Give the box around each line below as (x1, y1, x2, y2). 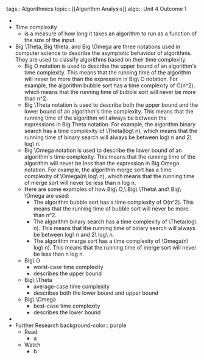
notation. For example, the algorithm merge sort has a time (24, 166, 172, 173)
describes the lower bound (33, 309, 101, 316)
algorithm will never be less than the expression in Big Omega (24, 160, 180, 167)
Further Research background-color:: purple (15, 322, 127, 329)
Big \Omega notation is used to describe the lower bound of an (24, 146, 182, 154)
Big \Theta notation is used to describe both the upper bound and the (24, 101, 199, 109)
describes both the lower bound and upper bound (33, 289, 158, 297)
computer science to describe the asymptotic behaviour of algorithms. (15, 49, 192, 57)
